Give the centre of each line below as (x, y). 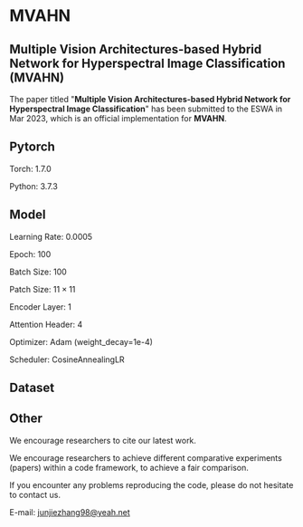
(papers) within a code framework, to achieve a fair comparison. (129, 467)
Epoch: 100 (30, 254)
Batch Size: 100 (38, 272)
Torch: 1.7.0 (30, 168)
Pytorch (33, 147)
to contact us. (35, 494)
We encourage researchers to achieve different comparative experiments (146, 457)
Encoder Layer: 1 (41, 307)
